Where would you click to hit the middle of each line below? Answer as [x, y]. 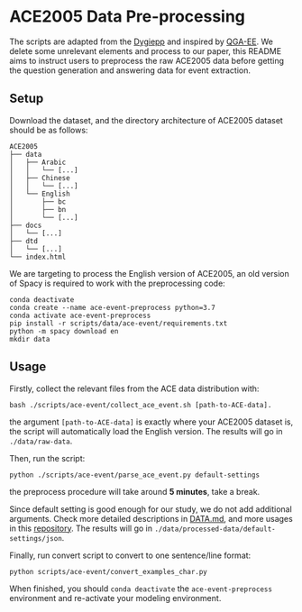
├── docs [26, 225]
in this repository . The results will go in [81, 528]
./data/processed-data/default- [215, 529]
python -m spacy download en [64, 331]
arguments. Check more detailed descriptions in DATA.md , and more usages [151, 518]
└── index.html [38, 257]
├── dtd [24, 241]
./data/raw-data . [41, 441]
